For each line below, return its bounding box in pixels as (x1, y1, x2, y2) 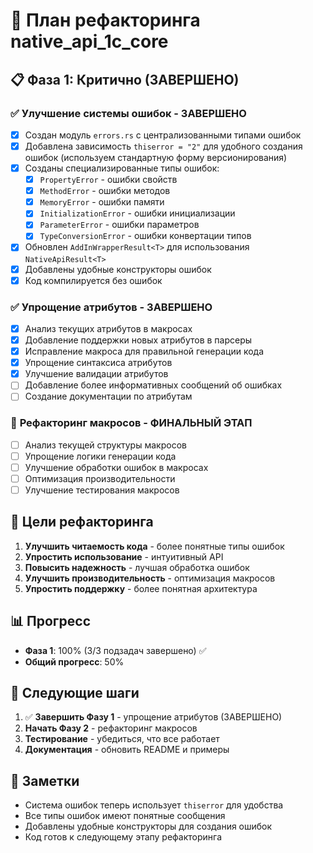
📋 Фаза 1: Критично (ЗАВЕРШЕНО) (10, 71, 240, 88)
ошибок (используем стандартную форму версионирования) (24, 152, 288, 163)
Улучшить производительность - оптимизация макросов (24, 572, 276, 584)
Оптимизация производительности (24, 472, 176, 484)
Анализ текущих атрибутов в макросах (24, 322, 193, 334)
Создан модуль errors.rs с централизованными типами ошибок (24, 129, 302, 141)
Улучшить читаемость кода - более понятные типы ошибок (24, 540, 285, 552)
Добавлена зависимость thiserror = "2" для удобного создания (24, 140, 303, 152)
